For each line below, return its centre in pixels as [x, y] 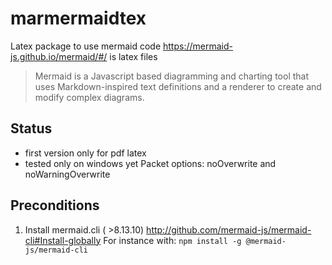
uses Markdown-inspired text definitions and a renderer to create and [178, 86]
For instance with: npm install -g [172, 240]
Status [31, 128]
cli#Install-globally [63, 240]
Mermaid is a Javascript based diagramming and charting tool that [172, 76]
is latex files [133, 56]
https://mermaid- [198, 46]
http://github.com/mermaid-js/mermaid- [229, 229]
